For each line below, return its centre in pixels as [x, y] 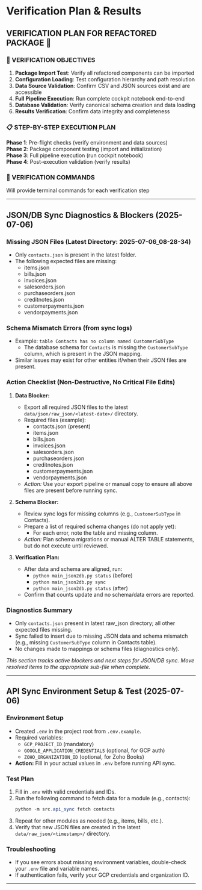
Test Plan [20, 779]
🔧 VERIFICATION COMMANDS [50, 178]
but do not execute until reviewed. [66, 546]
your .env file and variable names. [57, 869]
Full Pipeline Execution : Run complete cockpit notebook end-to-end [100, 98]
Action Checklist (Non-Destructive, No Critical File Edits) [91, 382]
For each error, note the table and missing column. [95, 533]
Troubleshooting [31, 849]
